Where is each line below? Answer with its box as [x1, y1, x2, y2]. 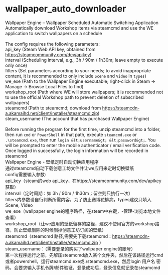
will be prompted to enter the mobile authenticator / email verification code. [5, 142, 161, 148]
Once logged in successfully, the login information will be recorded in [5, 148, 149, 154]
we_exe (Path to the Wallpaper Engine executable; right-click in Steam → [5, 78, 155, 84]
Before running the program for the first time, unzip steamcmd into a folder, [5, 126, 161, 132]
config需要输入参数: [5, 171, 46, 177]
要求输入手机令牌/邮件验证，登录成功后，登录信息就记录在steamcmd [18, 264, 160, 270]
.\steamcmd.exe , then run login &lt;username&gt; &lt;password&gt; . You [5, 136, 156, 143]
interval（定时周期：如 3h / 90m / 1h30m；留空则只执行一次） [5, 190, 133, 196]
